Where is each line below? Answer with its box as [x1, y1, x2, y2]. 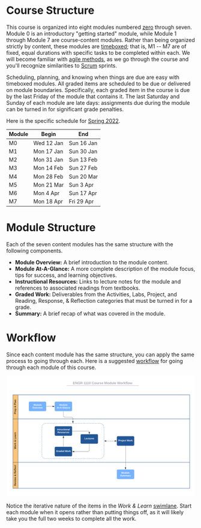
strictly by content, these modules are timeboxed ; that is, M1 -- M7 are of [6, 43, 187, 50]
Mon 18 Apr [33, 198, 63, 205]
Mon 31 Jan [33, 156, 64, 163]
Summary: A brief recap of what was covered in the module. [14, 309, 166, 317]
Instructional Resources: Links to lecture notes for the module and [14, 278, 181, 285]
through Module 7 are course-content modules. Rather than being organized [6, 36, 195, 43]
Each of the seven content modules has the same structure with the [6, 240, 173, 247]
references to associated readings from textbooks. [14, 284, 140, 291]
